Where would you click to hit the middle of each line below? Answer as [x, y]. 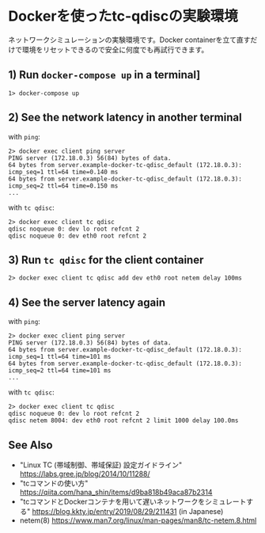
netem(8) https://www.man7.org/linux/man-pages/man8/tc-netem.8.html [138, 520]
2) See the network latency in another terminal [125, 118]
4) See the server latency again [87, 302]
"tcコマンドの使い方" [54, 483]
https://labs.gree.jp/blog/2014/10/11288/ [85, 474]
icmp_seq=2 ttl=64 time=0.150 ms [63, 186]
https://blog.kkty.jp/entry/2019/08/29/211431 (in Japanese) [128, 511]
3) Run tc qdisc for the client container [106, 259]
